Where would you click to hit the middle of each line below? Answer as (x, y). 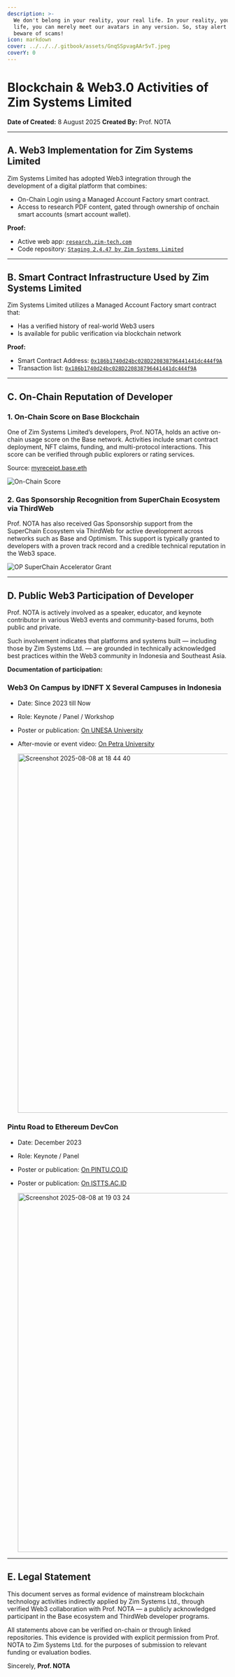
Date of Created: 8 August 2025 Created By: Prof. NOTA (89, 122)
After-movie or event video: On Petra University (86, 744)
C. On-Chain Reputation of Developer (90, 397)
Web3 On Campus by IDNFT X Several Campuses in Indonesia (114, 687)
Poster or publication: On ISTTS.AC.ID (72, 1183)
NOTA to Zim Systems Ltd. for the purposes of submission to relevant (107, 1645)
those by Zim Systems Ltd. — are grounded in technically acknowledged (112, 648)
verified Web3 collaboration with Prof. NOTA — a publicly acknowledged (112, 1608)
